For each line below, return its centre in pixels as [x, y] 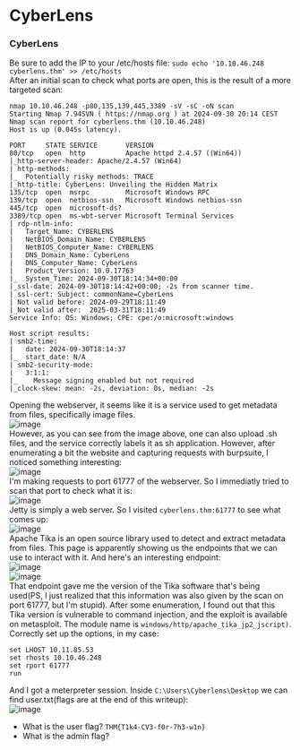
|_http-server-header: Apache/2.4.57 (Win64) [95, 161]
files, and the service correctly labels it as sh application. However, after [142, 444]
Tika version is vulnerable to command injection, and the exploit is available [149, 615]
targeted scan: [36, 90]
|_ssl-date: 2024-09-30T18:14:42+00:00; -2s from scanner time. [132, 287]
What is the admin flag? [66, 737]
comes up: [29, 520]
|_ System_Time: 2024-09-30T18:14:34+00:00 [94, 279]
